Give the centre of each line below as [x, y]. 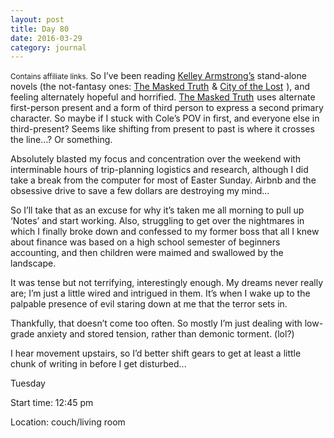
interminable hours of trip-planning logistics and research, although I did [159, 170]
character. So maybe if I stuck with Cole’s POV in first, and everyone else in [165, 118]
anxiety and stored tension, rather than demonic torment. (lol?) [165, 334]
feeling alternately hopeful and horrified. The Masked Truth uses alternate [163, 97]
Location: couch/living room [68, 422]
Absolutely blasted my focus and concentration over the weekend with [156, 159]
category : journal [48, 47]
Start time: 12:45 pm [52, 403]
